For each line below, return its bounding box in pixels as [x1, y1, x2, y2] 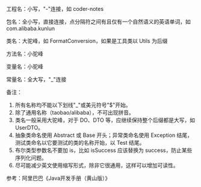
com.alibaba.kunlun [6, 25, 55, 32]
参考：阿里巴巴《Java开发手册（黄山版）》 [6, 174, 111, 182]
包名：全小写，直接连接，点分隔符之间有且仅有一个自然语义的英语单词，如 [6, 18, 191, 25]
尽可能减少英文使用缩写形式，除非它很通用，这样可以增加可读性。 [14, 162, 179, 169]
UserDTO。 [14, 124, 44, 131]
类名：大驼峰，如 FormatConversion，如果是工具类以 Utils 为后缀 [6, 37, 168, 44]
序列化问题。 [14, 154, 47, 161]
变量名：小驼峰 [6, 63, 43, 70]
